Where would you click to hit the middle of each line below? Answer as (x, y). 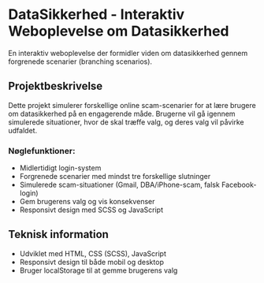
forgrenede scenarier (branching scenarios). (80, 61)
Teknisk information (58, 235)
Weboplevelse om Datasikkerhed (119, 31)
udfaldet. (23, 130)
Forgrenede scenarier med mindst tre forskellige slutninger (115, 177)
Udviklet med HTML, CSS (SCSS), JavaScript (93, 253)
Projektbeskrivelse (56, 86)
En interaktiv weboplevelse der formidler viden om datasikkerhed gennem (128, 53)
